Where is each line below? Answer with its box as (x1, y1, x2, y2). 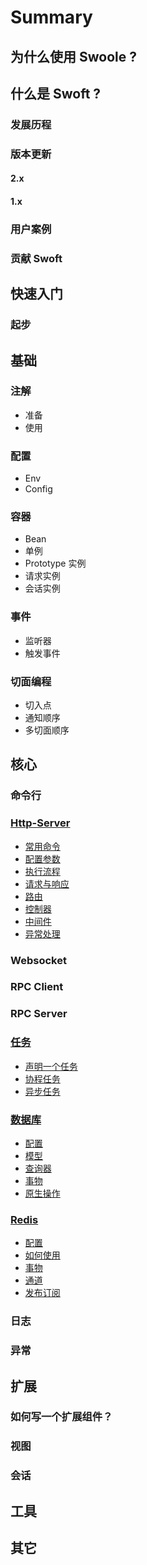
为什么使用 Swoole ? (10, 48, 137, 65)
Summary (10, 6, 93, 29)
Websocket (10, 953, 67, 967)
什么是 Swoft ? (10, 85, 102, 102)
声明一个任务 (24, 1060, 78, 1072)
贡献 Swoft (10, 251, 63, 265)
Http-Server (10, 816, 71, 830)
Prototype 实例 (24, 557, 87, 570)
